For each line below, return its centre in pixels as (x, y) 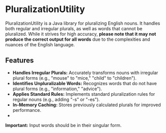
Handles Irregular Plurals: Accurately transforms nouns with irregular (85, 73)
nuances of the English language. (40, 44)
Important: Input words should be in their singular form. (64, 125)
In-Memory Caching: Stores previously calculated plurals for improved (87, 105)
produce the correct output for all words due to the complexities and (78, 39)
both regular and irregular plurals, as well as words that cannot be (74, 28)
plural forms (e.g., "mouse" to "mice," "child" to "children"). (74, 78)
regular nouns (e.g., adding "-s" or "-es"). (56, 99)
